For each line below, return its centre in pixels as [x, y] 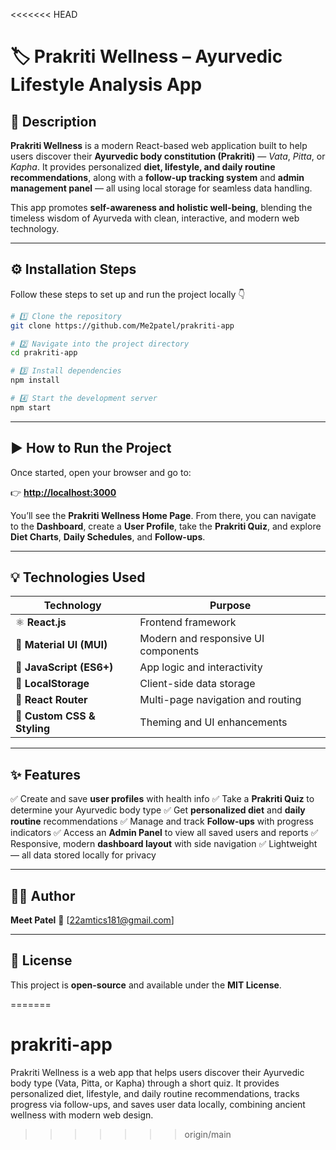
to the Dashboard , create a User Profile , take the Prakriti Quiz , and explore [166, 526]
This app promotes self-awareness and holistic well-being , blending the [161, 207]
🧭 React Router [51, 700]
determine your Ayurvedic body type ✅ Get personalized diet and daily [158, 810]
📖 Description [53, 121]
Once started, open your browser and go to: [101, 472]
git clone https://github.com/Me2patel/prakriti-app [122, 325]
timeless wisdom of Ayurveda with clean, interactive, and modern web [155, 218]
